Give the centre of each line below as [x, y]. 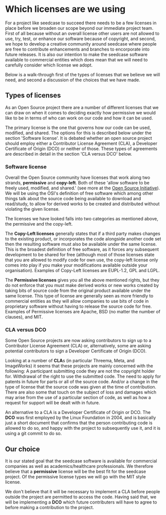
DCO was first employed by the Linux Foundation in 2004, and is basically [81, 418]
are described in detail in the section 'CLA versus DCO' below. [69, 154]
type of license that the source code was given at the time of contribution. [81, 387]
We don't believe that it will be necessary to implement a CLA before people [83, 492]
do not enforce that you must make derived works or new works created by [82, 286]
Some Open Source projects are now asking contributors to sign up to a [78, 341]
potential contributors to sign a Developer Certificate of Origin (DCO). [76, 351]
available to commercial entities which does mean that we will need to [76, 59]
